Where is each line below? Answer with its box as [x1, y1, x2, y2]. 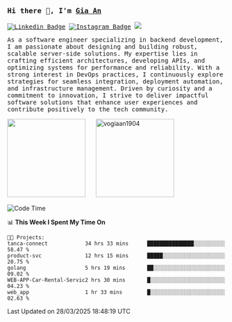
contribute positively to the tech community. [7, 106, 169, 113]
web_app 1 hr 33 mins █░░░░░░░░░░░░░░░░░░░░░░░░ [7, 289, 226, 296]
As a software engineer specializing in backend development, [7, 36, 224, 44]
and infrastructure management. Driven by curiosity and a [7, 85, 213, 92]
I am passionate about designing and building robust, [7, 43, 198, 51]
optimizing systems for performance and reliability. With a [7, 64, 220, 72]
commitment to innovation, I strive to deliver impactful [7, 92, 209, 99]
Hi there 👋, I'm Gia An [7, 6, 102, 15]
